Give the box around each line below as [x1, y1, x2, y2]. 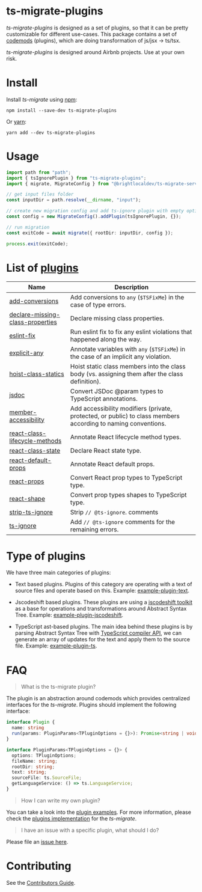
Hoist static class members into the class [70, 362, 186, 370]
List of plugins [6, 261, 79, 275]
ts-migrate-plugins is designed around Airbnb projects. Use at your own [6, 48, 185, 55]
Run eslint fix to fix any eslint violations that [70, 328, 192, 336]
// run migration [6, 224, 50, 230]
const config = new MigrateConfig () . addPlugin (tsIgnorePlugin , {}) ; [6, 213, 182, 220]
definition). [70, 377, 101, 385]
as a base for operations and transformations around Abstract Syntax [14, 605, 187, 612]
